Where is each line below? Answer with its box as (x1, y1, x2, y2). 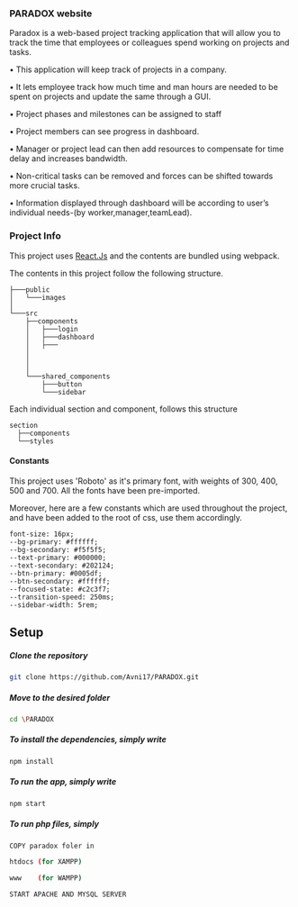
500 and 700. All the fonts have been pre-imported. (9, 485, 201, 495)
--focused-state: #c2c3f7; (9, 585, 111, 594)
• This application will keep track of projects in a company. (9, 64, 228, 75)
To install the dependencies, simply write (9, 734, 167, 745)
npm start (9, 799, 47, 808)
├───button (41, 379, 83, 389)
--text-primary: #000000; (9, 553, 106, 562)
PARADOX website (9, 7, 93, 20)
